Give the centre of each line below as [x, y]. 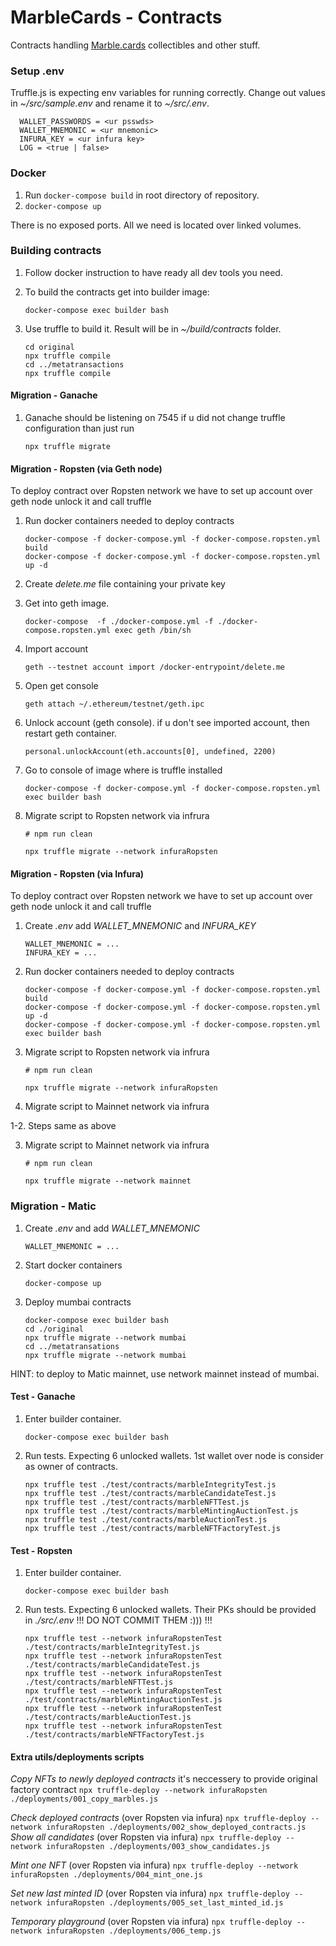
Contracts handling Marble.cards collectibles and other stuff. [135, 45]
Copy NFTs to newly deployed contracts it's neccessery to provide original [164, 1779]
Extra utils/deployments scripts [77, 1757]
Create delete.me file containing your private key [125, 584]
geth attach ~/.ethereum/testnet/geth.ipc [114, 704]
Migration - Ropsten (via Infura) [77, 873]
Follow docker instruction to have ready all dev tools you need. [153, 272]
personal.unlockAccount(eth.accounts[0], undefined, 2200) [150, 752]
